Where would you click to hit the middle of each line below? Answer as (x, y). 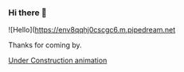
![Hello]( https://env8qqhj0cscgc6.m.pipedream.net (92, 30)
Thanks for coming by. (45, 45)
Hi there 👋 (28, 13)
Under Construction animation (58, 61)
